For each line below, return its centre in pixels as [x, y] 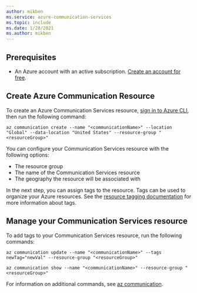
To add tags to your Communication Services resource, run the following [94, 235]
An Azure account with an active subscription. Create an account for [98, 71]
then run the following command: [46, 116]
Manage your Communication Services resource [97, 221]
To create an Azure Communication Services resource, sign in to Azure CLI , [98, 110]
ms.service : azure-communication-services [59, 17]
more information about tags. [41, 202]
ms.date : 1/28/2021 [30, 28]
